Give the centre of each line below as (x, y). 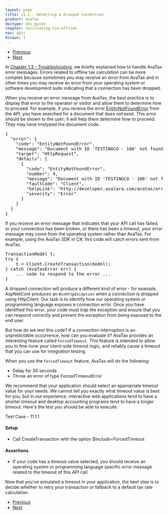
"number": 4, (42, 174)
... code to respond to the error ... (63, 274)
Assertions (17, 451)
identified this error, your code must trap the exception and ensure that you (82, 310)
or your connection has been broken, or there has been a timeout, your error (84, 228)
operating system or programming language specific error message (82, 467)
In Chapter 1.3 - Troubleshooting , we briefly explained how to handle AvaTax (84, 67)
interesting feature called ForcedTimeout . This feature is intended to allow (80, 341)
